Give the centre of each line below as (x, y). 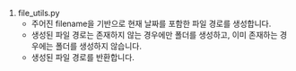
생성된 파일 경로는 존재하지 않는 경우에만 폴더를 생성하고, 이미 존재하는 (154, 35)
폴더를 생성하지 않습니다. (98, 46)
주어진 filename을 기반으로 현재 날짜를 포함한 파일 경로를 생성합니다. (151, 23)
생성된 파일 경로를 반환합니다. (83, 57)
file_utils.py (39, 13)
